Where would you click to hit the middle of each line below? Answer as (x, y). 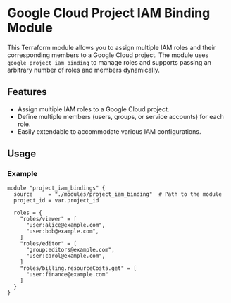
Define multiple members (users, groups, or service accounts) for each (120, 116)
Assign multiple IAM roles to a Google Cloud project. (93, 109)
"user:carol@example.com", (65, 256)
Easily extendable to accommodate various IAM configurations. (109, 131)
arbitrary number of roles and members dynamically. (83, 70)
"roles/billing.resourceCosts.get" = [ (79, 268)
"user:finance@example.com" (67, 275)
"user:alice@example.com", (65, 225)
